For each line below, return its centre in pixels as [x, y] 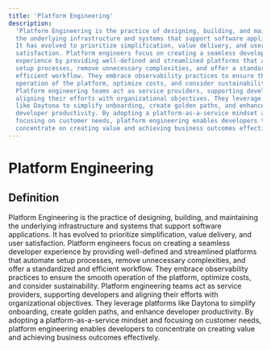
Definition [33, 198]
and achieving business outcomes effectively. [84, 337]
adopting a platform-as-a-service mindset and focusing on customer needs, [135, 320]
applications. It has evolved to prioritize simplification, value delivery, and [130, 234]
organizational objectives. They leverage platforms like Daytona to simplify [132, 302]
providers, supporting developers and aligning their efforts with [114, 294]
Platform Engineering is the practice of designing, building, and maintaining [133, 217]
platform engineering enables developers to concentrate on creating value [132, 328]
